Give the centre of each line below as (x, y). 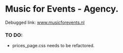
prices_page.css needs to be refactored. (53, 46)
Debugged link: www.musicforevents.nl (45, 22)
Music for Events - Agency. (62, 9)
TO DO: (14, 35)
